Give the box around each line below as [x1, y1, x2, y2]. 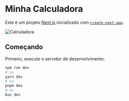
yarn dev [5, 74, 23, 79]
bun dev [5, 92, 21, 97]
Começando [5, 43, 43, 51]
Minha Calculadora [5, 3, 83, 15]
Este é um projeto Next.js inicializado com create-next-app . [5, 19, 124, 25]
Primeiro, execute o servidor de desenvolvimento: [5, 56, 105, 62]
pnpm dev [5, 84, 23, 88]
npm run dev [5, 65, 29, 70]
